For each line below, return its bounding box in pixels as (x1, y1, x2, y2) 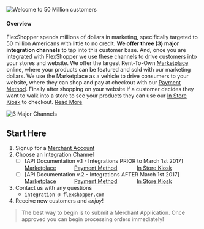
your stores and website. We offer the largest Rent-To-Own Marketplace (6, 59, 189, 67)
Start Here (6, 128, 47, 138)
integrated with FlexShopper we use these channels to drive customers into (6, 53, 197, 61)
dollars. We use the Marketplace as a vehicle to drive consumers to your (6, 72, 189, 80)
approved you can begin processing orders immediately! (21, 216, 164, 223)
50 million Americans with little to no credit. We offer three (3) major (6, 40, 179, 47)
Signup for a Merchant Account (15, 145, 95, 152)
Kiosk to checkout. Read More (6, 99, 83, 106)
